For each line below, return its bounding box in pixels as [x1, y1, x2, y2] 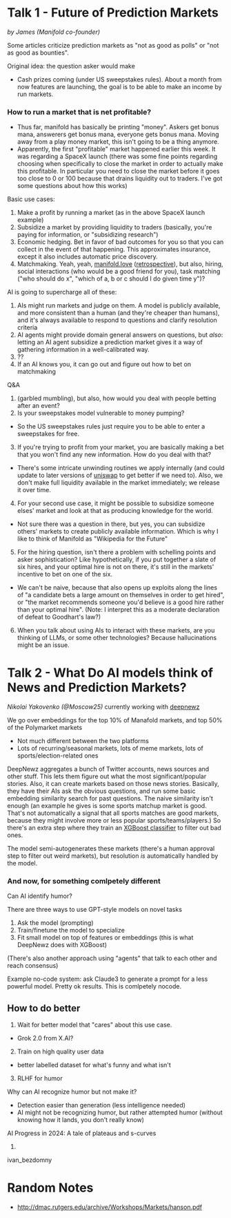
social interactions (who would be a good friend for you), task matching [17, 268, 221, 276]
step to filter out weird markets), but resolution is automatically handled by [7, 852, 219, 860]
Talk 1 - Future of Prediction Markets [7, 5, 219, 21]
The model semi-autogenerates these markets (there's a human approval [7, 845, 215, 853]
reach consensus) [7, 962, 59, 970]
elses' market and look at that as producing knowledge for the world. [17, 507, 214, 515]
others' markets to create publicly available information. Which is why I [17, 527, 219, 536]
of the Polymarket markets [7, 724, 83, 732]
